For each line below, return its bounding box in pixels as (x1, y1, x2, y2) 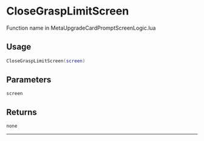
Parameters (6, 74, 52, 85)
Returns (6, 107, 38, 117)
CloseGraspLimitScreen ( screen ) (6, 57, 86, 64)
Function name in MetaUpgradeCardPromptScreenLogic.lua (6, 24, 156, 31)
